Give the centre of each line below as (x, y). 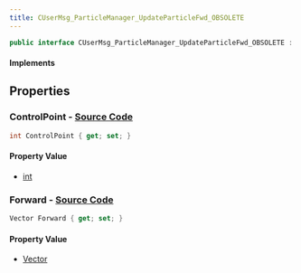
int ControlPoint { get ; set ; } (70, 136)
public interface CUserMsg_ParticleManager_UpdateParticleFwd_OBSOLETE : (151, 42)
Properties (40, 91)
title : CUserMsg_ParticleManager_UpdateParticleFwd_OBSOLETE (127, 18)
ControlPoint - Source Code (71, 117)
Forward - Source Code (61, 200)
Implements (33, 63)
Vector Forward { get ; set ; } (66, 219)
